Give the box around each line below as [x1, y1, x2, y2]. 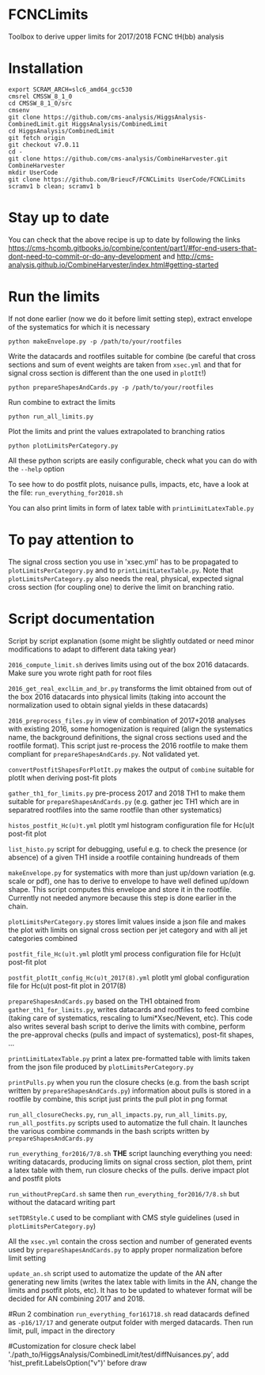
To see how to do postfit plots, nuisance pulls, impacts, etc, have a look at [8, 479, 249, 489]
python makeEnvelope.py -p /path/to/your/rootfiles [8, 338, 182, 346]
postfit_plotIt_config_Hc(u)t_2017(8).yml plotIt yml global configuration [8, 973, 250, 982]
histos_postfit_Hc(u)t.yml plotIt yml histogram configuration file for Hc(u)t [8, 820, 255, 829]
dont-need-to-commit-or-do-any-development [8, 251, 161, 261]
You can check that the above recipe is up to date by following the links [8, 235, 241, 244]
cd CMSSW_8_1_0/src [8, 99, 73, 108]
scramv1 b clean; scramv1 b [8, 182, 101, 191]
